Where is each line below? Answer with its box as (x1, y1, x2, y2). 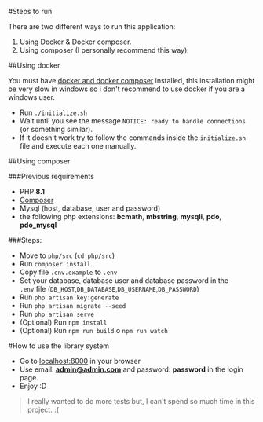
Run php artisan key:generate (19, 292, 119, 302)
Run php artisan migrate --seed (19, 301, 126, 310)
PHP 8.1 (19, 187, 46, 196)
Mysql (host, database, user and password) (19, 204, 161, 213)
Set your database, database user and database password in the (19, 276, 229, 285)
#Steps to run (8, 7, 53, 16)
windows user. (8, 93, 55, 101)
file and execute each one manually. (19, 141, 137, 150)
